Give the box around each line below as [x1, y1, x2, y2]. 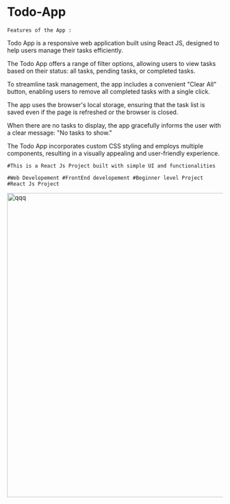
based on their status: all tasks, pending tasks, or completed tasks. [7, 67, 196, 75]
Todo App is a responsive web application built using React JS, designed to [7, 38, 220, 47]
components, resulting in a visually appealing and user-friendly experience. [7, 149, 220, 157]
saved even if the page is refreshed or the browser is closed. [7, 108, 179, 116]
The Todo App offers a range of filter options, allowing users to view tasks [7, 59, 216, 67]
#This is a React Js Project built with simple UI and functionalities [7, 162, 216, 169]
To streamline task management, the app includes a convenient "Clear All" [7, 80, 217, 88]
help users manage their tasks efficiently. [7, 46, 123, 54]
